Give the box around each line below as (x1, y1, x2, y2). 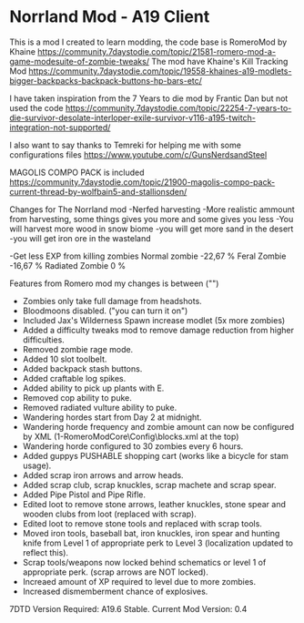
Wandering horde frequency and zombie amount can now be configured (22, 421, 294, 432)
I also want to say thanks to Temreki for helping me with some (9, 139, 241, 150)
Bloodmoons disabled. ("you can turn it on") (22, 305, 188, 316)
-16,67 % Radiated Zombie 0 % (9, 260, 127, 271)
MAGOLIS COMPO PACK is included (9, 167, 145, 178)
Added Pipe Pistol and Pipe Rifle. (22, 489, 146, 500)
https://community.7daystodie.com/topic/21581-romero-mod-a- (37, 46, 276, 56)
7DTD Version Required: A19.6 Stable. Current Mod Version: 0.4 (9, 603, 248, 614)
